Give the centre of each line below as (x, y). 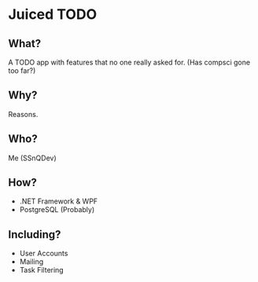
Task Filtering (42, 270)
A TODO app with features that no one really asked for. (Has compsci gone (129, 62)
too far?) (22, 71)
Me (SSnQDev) (32, 158)
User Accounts (44, 254)
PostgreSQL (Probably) (57, 210)
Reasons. (23, 114)
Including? (35, 234)
